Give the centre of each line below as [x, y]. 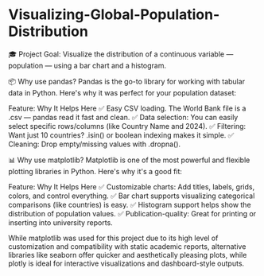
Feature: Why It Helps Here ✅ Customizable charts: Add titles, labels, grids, [132, 187]
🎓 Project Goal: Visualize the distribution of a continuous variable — [121, 54]
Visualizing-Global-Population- [114, 15]
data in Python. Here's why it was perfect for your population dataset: [122, 92]
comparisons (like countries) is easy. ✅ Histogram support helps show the [130, 204]
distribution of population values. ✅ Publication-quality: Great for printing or [132, 213]
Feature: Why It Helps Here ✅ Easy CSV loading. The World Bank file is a [127, 108]
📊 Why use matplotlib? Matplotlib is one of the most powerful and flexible [129, 160]
